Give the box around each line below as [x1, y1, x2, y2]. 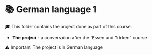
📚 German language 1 [5, 4, 97, 15]
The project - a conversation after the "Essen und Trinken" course [12, 35, 147, 40]
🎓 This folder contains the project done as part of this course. [5, 23, 132, 29]
